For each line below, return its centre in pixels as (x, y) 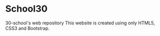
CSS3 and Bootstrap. (27, 28)
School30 (26, 9)
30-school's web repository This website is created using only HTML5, (80, 23)
